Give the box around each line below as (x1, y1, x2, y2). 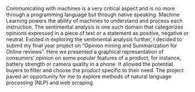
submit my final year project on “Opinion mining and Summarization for (6, 42, 177, 49)
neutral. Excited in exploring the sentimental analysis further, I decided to (6, 36, 183, 43)
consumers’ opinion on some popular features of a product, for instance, (6, 55, 182, 61)
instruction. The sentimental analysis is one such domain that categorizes (6, 23, 183, 30)
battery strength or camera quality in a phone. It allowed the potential (6, 61, 173, 68)
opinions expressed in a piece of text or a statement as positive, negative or (6, 30, 189, 37)
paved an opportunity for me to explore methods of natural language (6, 73, 172, 80)
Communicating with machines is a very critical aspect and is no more (6, 5, 176, 12)
